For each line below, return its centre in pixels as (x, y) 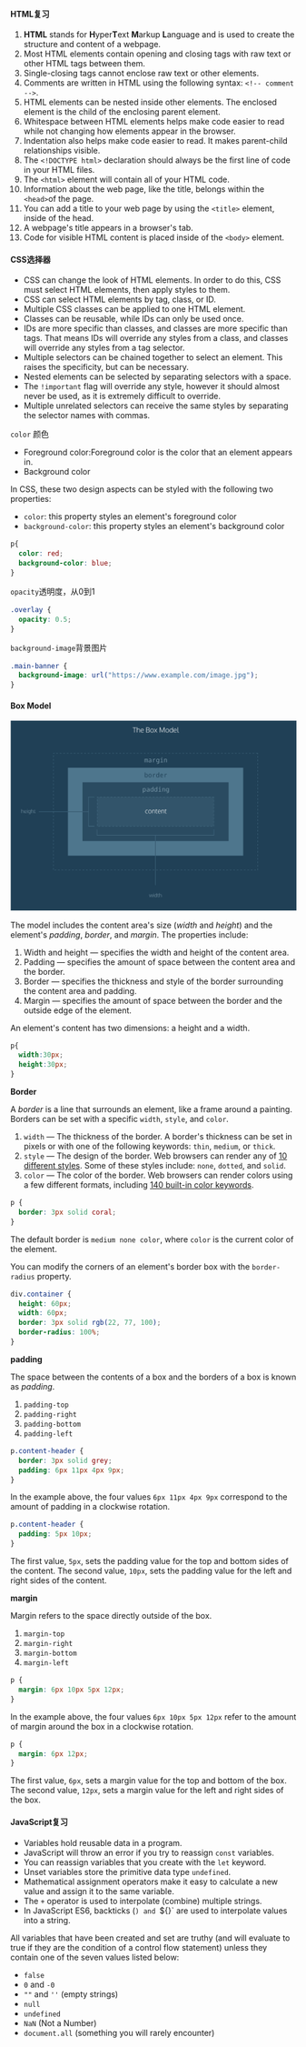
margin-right (48, 1644)
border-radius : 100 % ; (59, 1332)
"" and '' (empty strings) (71, 1994)
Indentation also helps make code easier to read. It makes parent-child (155, 141)
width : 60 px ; (43, 1313)
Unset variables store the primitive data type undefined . (127, 1871)
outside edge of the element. (78, 1010)
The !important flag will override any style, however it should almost (152, 386)
